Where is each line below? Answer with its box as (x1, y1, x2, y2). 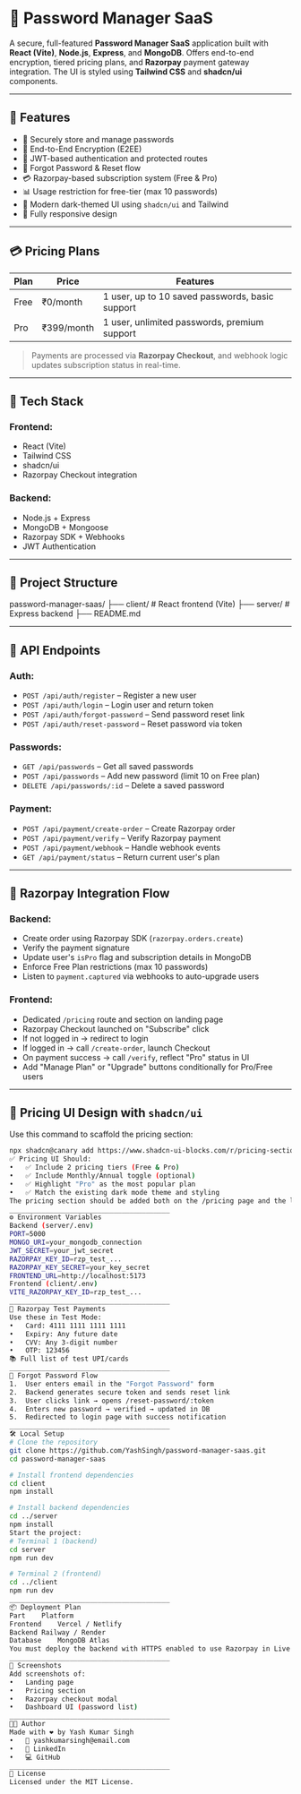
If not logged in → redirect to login (21, 1033, 150, 1043)
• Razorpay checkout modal (9, 1695, 118, 1704)
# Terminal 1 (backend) (9, 1536, 99, 1546)
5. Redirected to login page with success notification (9, 1412, 227, 1422)
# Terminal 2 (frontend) (9, 1569, 102, 1579)
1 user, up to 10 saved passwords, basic (102, 290, 274, 303)
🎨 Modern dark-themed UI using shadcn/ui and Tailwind (21, 199, 229, 210)
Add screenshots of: (9, 1670, 87, 1678)
